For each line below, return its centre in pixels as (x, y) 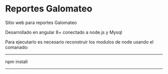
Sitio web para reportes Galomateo (41, 22)
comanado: (17, 47)
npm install (16, 61)
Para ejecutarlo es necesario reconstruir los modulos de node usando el (79, 42)
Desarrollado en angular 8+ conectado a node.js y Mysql (64, 32)
